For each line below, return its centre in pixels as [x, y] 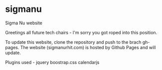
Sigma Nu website [24, 23]
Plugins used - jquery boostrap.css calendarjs [52, 62]
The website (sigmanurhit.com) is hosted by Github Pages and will [88, 47]
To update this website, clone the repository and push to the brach [73, 42]
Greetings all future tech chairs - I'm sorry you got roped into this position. [81, 32]
